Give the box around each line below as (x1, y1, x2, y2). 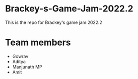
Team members (5, 37, 71, 48)
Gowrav (12, 53, 29, 59)
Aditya (12, 58, 26, 65)
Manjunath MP (12, 64, 42, 70)
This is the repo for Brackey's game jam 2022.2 (5, 19, 103, 25)
